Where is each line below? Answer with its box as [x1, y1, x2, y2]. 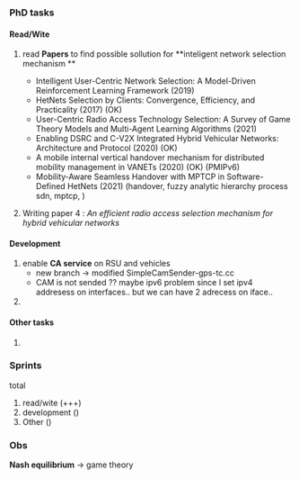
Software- [226, 171, 264, 182]
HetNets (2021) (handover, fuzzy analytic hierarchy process [66, 181, 289, 192]
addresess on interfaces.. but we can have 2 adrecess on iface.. [35, 286, 274, 298]
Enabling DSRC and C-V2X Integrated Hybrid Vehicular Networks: [35, 133, 279, 144]
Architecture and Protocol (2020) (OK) [35, 142, 178, 154]
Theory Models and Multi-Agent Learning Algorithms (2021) [35, 123, 258, 134]
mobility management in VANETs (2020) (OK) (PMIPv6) [35, 162, 241, 173]
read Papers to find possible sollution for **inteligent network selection [22, 49, 286, 59]
